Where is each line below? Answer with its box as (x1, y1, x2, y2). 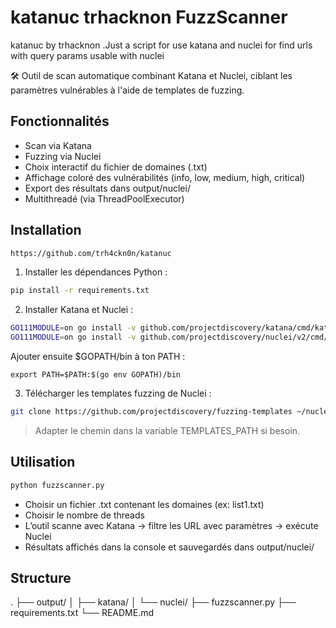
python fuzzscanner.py (10, 480, 105, 490)
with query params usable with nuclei (10, 49, 165, 61)
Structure (10, 570, 72, 587)
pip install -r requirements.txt (10, 286, 150, 296)
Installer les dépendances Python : (24, 266, 168, 278)
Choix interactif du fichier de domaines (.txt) (24, 161, 208, 173)
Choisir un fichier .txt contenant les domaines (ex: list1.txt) (24, 498, 265, 510)
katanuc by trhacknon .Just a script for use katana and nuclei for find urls (10, 39, 313, 51)
